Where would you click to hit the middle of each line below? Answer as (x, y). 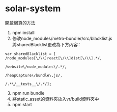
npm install (23, 32)
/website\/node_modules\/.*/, (36, 67)
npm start (22, 104)
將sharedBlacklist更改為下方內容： (47, 44)
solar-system (33, 9)
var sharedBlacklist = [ (30, 54)
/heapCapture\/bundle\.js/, (34, 75)
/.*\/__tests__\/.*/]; (28, 84)
